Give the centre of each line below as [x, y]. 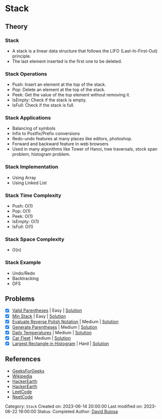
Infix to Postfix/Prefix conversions [46, 133]
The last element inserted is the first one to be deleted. [67, 61]
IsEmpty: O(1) [26, 222]
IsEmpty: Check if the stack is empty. [49, 100]
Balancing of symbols [34, 128]
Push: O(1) [22, 206]
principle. [21, 56]
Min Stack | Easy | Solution [39, 316]
